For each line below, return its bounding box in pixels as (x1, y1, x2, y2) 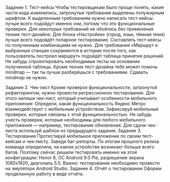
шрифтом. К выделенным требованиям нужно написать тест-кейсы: (5, 15, 154, 21)
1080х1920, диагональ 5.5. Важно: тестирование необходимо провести (5, 160, 160, 166)
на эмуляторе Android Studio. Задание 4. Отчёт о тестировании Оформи (5, 165, 162, 171)
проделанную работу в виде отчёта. (5, 171, 84, 177)
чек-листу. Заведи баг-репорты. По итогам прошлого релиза (26, 138, 159, 144)
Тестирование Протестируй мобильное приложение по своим (5, 133, 141, 139)
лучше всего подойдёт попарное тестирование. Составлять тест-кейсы (5, 37, 161, 43)
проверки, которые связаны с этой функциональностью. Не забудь (5, 111, 152, 117)
